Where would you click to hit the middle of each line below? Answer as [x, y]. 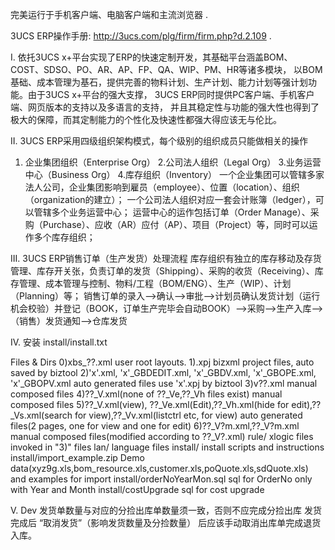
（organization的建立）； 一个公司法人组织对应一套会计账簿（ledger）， [170, 199]
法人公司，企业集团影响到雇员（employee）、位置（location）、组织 [162, 187]
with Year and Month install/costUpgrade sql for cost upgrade [137, 489]
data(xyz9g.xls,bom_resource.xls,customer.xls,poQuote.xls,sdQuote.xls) [159, 468]
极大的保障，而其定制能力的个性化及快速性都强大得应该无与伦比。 [146, 119]
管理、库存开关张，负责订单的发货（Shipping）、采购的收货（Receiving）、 [162, 271]
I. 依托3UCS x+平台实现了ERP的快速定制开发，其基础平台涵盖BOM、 [151, 57]
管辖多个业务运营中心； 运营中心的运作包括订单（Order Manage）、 [172, 212]
